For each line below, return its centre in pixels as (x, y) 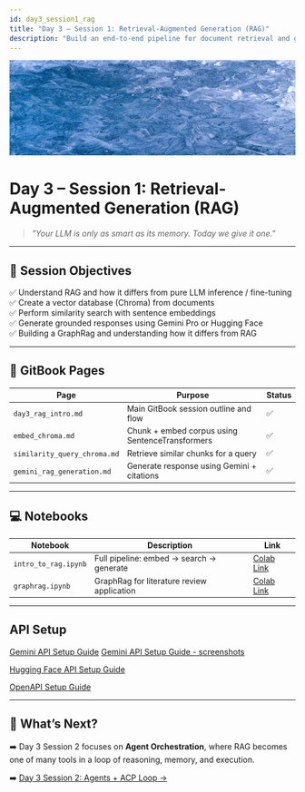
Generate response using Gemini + (192, 466)
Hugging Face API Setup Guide (67, 669)
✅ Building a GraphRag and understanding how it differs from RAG (133, 333)
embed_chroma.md (44, 436)
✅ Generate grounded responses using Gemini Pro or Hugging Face (136, 323)
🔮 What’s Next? (54, 724)
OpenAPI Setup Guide (50, 687)
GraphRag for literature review (150, 581)
